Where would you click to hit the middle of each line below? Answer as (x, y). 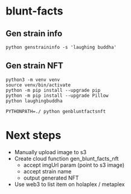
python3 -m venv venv (33, 80)
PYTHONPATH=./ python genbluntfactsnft (56, 111)
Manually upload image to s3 (50, 152)
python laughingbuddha (34, 101)
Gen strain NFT (35, 66)
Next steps (34, 135)
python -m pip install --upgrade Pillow (57, 95)
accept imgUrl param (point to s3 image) (74, 165)
